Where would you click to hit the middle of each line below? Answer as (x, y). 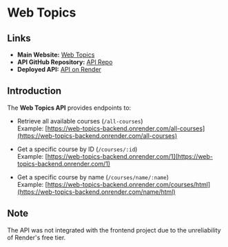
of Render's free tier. (37, 237)
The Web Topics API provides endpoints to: (69, 108)
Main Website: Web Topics (56, 55)
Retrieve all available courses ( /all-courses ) (80, 121)
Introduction (34, 91)
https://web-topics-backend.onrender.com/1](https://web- (130, 156)
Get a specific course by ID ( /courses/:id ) (77, 149)
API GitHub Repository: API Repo (65, 62)
